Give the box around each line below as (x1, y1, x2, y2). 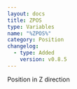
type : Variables (7, 23, 55, 30)
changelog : (7, 43, 39, 50)
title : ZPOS (7, 17, 42, 24)
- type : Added (13, 50, 55, 57)
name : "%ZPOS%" (7, 29, 52, 37)
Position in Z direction (7, 75, 70, 83)
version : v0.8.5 (20, 56, 68, 63)
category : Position (7, 36, 64, 43)
